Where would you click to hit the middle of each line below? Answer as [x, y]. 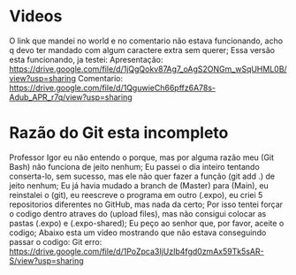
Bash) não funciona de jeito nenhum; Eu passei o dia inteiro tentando [135, 166]
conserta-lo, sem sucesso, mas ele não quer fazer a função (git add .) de [142, 176]
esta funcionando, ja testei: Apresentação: [86, 59]
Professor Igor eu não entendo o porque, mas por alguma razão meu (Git [142, 157]
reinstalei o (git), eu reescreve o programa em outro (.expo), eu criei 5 [136, 195]
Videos [36, 16]
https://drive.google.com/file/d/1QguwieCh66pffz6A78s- [113, 88]
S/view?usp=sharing [46, 260]
